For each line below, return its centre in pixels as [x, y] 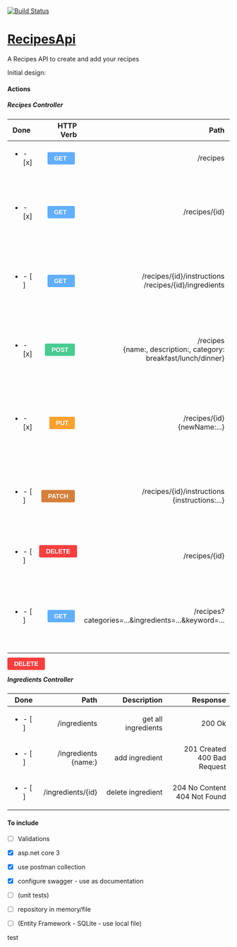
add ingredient [138, 758]
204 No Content [199, 788]
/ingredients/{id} [70, 792]
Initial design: [26, 72]
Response [209, 700]
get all [152, 719]
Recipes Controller [35, 105]
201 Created [205, 749]
